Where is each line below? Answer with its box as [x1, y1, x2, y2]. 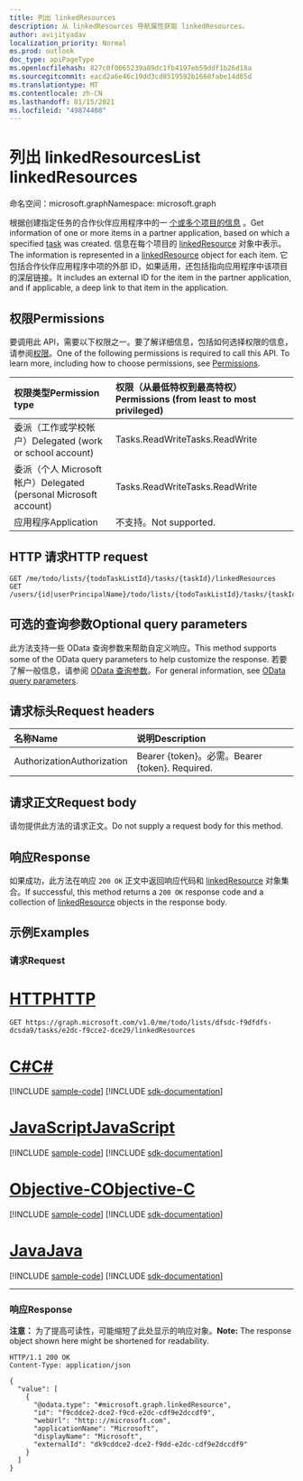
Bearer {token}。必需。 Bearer [136, 750, 263, 763]
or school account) [14, 446, 95, 459]
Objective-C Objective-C [9, 1179, 196, 1200]
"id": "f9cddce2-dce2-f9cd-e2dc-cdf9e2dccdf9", [32, 1409, 216, 1418]
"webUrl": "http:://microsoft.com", [32, 1416, 171, 1426]
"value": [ [17, 1384, 59, 1394]
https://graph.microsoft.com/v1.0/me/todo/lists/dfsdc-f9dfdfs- [25, 1018, 272, 1027]
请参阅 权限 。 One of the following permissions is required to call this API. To [9, 348, 290, 358]
